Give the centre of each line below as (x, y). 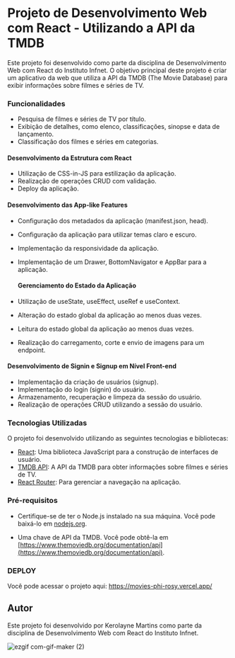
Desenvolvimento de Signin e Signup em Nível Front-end (92, 366)
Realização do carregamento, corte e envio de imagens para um (111, 342)
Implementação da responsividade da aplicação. (88, 248)
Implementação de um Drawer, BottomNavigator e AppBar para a (112, 262)
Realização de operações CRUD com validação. (87, 181)
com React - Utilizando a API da (101, 28)
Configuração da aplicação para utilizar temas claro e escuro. (107, 234)
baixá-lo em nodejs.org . (52, 523)
